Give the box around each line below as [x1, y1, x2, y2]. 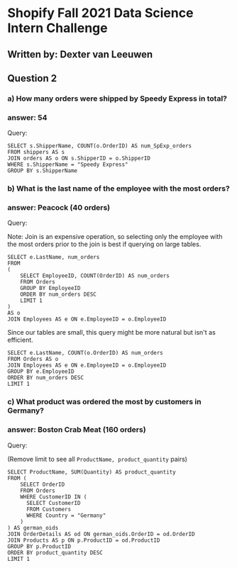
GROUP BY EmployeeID [20, 285, 81, 292]
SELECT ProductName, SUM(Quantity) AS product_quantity [7, 468, 176, 476]
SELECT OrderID [20, 481, 65, 488]
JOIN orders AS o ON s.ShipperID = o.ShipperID [7, 155, 151, 162]
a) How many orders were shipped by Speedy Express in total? [7, 94, 228, 104]
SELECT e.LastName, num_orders [7, 254, 100, 261]
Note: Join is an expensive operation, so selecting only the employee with [7, 233, 223, 241]
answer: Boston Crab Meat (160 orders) [7, 425, 147, 435]
